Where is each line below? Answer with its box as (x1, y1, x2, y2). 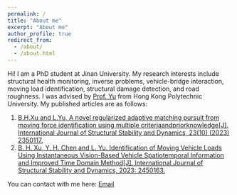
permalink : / (7, 10, 46, 18)
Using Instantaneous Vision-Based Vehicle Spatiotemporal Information (17, 150, 224, 160)
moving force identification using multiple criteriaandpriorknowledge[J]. (17, 121, 229, 129)
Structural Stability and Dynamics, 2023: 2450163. (17, 166, 166, 174)
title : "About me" (7, 17, 62, 24)
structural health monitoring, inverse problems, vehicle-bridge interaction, (7, 77, 224, 85)
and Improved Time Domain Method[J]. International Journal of (17, 158, 204, 167)
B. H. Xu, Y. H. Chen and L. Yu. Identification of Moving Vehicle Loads (17, 143, 222, 152)
